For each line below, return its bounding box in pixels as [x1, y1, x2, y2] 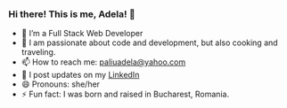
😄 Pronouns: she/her [20, 79, 100, 89]
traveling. [20, 47, 56, 58]
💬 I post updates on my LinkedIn [20, 70, 140, 81]
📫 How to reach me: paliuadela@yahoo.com [20, 57, 186, 67]
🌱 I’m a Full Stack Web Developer [20, 28, 143, 39]
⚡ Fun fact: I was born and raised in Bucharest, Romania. [20, 89, 229, 100]
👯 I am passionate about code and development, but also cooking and [20, 37, 278, 48]
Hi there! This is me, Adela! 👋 [8, 8, 135, 20]
